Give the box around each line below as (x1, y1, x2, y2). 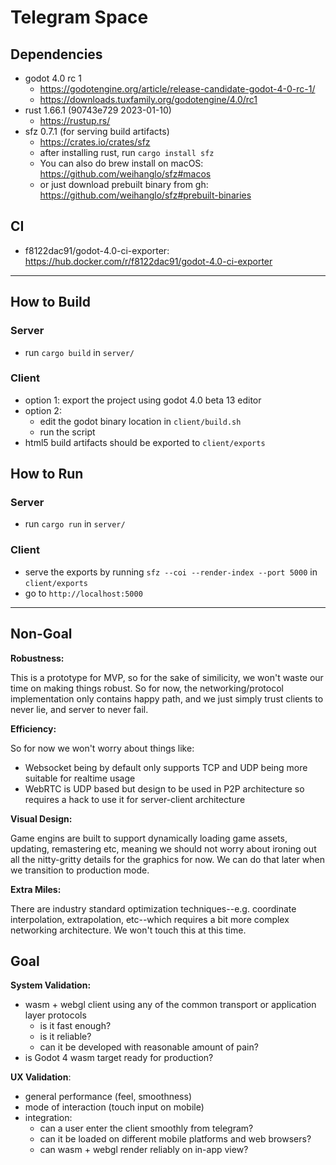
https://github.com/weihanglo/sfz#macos (39, 168, 212, 180)
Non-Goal (10, 626, 73, 643)
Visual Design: (10, 812, 73, 825)
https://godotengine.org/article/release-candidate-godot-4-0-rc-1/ (39, 83, 316, 95)
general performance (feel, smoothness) (24, 1091, 192, 1103)
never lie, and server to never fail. (10, 703, 149, 715)
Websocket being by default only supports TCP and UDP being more (24, 761, 308, 773)
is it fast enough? (39, 1020, 112, 1032)
